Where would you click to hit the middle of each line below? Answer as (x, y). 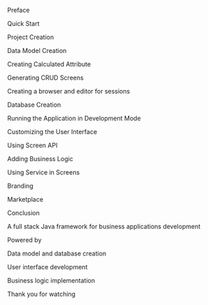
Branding (20, 186)
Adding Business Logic (40, 159)
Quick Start (23, 23)
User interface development (47, 267)
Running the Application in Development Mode (74, 118)
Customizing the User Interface (52, 132)
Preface (18, 10)
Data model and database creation (57, 253)
